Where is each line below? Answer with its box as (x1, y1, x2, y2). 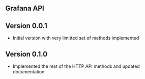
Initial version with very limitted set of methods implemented (12, 35, 139, 41)
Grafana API (5, 4, 44, 13)
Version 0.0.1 (5, 21, 47, 30)
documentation (12, 69, 45, 75)
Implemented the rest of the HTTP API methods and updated (12, 63, 140, 69)
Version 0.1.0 (5, 49, 48, 58)
